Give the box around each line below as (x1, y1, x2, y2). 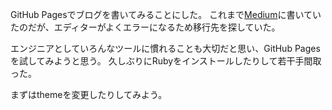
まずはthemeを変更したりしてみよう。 (10, 89, 168, 100)
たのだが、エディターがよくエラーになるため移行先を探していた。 (10, 21, 281, 33)
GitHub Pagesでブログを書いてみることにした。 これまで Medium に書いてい (10, 9, 322, 20)
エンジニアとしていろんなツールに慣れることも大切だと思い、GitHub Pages (10, 43, 321, 54)
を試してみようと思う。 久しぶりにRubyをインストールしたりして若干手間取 (10, 55, 322, 67)
